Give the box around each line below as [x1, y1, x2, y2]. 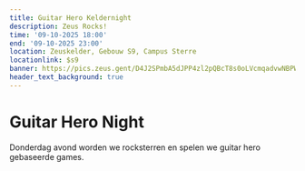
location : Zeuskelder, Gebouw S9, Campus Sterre [9, 47, 197, 56]
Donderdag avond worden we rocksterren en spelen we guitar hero [9, 142, 261, 153]
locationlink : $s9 [9, 55, 79, 65]
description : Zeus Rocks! [9, 22, 107, 31]
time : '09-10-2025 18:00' [9, 30, 107, 39]
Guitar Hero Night [9, 111, 145, 132]
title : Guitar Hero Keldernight [9, 13, 132, 23]
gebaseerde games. [9, 151, 84, 162]
